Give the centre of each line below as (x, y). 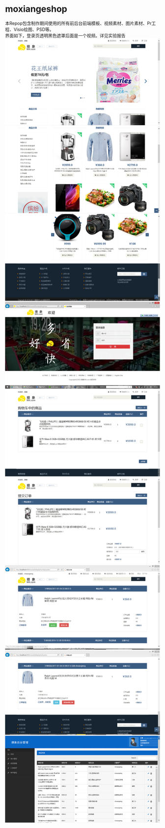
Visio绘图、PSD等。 (34, 29)
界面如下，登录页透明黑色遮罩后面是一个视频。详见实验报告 (65, 35)
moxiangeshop (36, 9)
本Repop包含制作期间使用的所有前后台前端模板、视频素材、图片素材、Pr (78, 23)
